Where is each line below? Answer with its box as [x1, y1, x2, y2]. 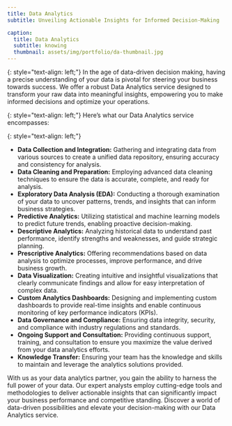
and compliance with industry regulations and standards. [17, 324, 181, 331]
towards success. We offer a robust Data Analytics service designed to [7, 83, 211, 91]
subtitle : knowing [13, 43, 68, 50]
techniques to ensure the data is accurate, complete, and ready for [17, 175, 210, 183]
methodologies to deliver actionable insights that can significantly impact [7, 388, 217, 397]
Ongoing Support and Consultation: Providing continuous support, [17, 330, 211, 339]
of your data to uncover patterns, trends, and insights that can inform [17, 197, 216, 206]
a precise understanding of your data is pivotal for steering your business [7, 75, 218, 84]
